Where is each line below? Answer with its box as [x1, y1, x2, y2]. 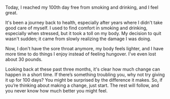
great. [5, 10, 18, 16]
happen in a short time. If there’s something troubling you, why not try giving [5, 72, 165, 78]
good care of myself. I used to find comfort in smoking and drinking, [5, 25, 148, 31]
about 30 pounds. [5, 56, 43, 62]
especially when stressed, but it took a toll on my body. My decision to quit [5, 30, 161, 36]
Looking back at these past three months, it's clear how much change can [5, 66, 160, 72]
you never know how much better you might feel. [5, 88, 108, 93]
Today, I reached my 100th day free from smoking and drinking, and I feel [5, 5, 159, 10]
